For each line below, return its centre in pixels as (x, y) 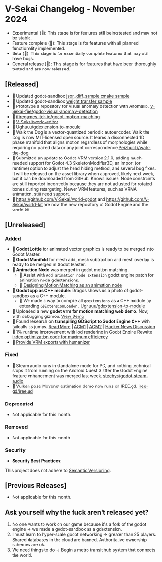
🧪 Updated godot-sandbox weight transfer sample (62, 101)
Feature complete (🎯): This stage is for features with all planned (75, 43)
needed (20, 163)
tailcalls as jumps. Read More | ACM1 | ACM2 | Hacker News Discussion (84, 327)
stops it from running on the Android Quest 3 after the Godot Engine (80, 370)
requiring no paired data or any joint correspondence (65, 147)
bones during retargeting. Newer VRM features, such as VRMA (74, 189)
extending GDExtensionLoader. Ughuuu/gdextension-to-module (82, 306)
